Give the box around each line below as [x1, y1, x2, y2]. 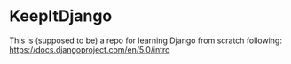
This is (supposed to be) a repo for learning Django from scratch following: [9, 35, 282, 46]
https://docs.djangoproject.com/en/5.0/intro [9, 44, 170, 54]
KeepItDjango [9, 6, 113, 26]
